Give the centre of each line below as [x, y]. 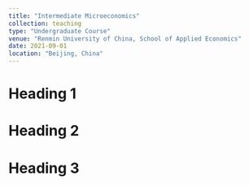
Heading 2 [44, 131]
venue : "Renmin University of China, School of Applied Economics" [125, 39]
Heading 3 [44, 168]
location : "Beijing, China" [56, 54]
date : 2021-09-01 [38, 46]
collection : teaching [45, 24]
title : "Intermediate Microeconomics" [74, 16]
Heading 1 [43, 94]
